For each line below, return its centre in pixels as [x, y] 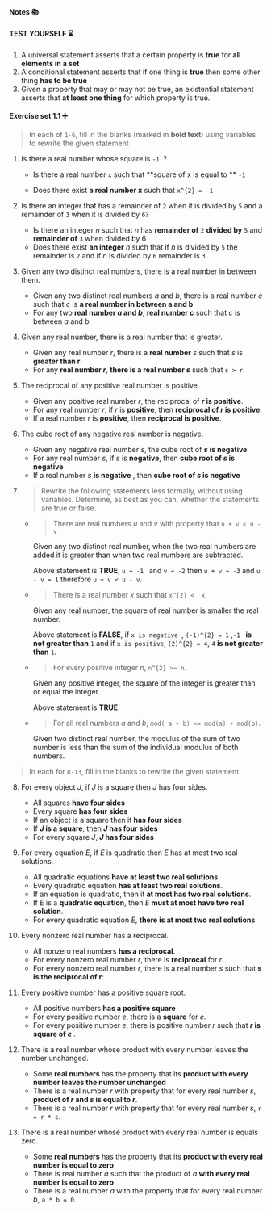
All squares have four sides [79, 803]
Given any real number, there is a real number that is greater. [121, 337]
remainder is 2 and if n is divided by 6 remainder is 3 [119, 256]
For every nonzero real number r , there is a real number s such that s [147, 968]
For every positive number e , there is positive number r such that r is [147, 1025]
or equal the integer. [66, 692]
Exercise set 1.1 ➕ [38, 116]
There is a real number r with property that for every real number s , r [147, 1108]
